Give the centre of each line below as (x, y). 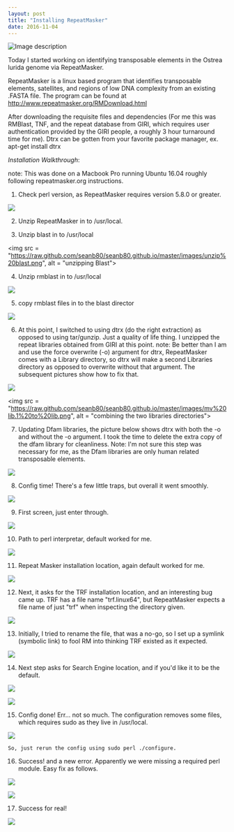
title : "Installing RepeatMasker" (58, 20)
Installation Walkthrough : (44, 160)
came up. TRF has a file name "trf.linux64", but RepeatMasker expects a (122, 600)
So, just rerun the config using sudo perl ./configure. (92, 748)
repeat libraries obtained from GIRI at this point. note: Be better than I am (122, 345)
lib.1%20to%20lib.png (39, 416)
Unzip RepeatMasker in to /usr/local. (70, 221)
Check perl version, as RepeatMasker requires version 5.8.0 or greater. (119, 195)
